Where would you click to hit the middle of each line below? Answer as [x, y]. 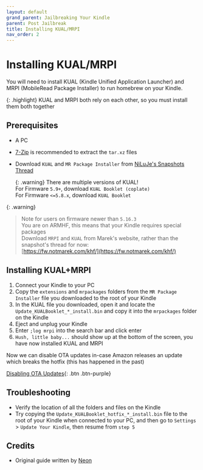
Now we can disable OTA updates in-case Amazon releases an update [94, 355]
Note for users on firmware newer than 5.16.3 [79, 219]
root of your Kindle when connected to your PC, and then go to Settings [105, 420]
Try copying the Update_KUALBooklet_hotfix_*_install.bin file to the [101, 414]
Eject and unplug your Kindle [51, 324]
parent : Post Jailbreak [36, 23]
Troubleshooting [39, 393]
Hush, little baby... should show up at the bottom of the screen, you [104, 336]
